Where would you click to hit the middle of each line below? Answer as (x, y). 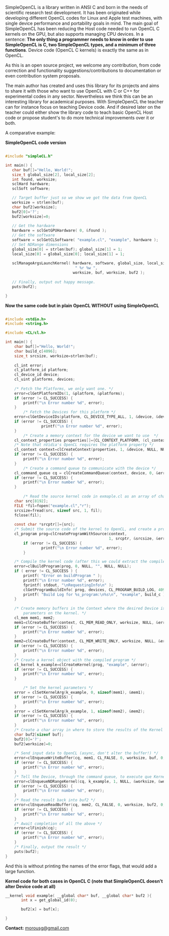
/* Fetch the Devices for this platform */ (69, 412)
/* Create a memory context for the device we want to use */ (91, 436)
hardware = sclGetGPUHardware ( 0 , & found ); (59, 231)
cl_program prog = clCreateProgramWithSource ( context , (71, 534)
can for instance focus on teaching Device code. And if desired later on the (83, 107)
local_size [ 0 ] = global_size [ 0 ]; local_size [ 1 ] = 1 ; (68, 254)
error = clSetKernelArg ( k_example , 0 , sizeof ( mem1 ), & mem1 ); (80, 692)
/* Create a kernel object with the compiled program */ (75, 660)
